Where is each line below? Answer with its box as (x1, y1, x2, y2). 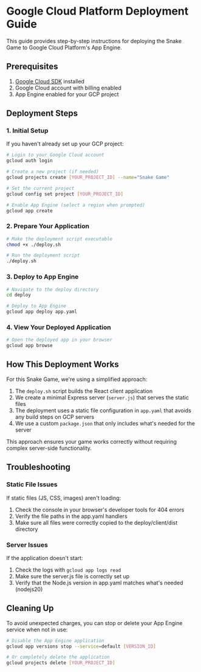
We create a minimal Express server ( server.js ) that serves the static (15, 394, 189, 401)
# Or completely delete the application (6, 654, 111, 660)
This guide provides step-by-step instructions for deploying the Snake (6, 37, 182, 44)
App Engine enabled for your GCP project (15, 90, 120, 98)
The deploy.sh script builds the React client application (15, 387, 153, 394)
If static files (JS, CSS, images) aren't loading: (6, 494, 121, 502)
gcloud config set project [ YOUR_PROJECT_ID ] (6, 191, 123, 197)
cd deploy (6, 292, 32, 298)
